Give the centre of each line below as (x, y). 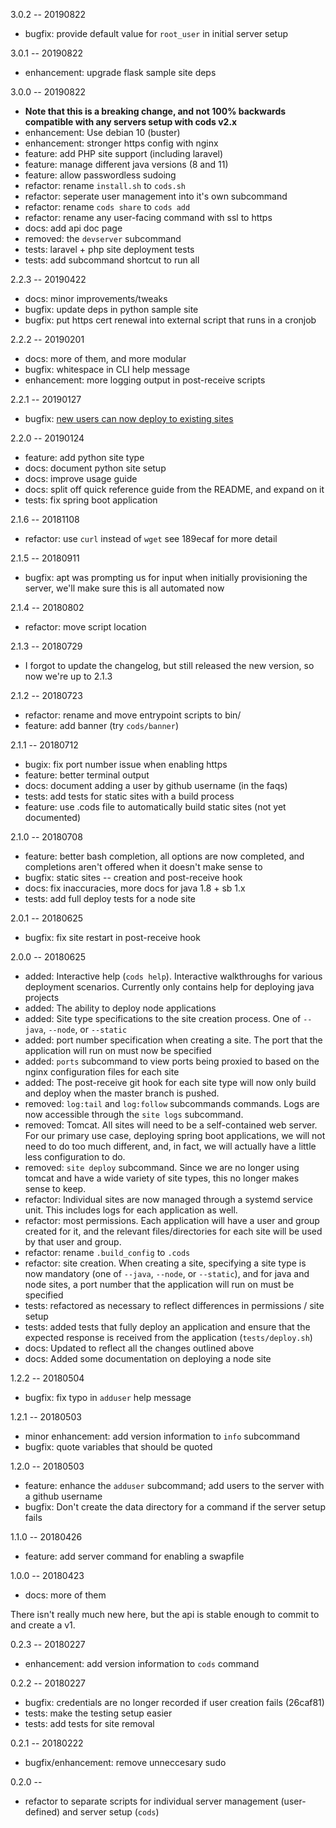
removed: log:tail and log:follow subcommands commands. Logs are (172, 1103)
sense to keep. (55, 1188)
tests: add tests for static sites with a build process (129, 796)
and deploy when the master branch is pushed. (122, 1093)
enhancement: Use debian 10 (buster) (102, 132)
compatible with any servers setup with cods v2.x (131, 122)
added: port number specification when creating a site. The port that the (173, 1040)
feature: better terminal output (87, 775)
